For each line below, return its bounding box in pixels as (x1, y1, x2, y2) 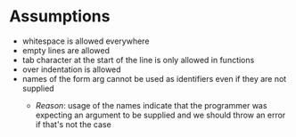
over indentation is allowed (21, 64, 122, 75)
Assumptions (9, 6, 111, 27)
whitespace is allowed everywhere (21, 36, 150, 46)
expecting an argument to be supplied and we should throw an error (35, 109, 286, 120)
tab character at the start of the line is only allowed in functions (21, 54, 255, 65)
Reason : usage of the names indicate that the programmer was (35, 100, 267, 110)
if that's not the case (35, 118, 111, 130)
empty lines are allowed (21, 44, 110, 55)
